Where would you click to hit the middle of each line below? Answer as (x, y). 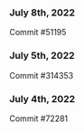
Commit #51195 (38, 33)
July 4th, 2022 (42, 98)
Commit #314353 (42, 75)
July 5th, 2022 (42, 56)
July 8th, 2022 (42, 13)
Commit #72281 (39, 118)
